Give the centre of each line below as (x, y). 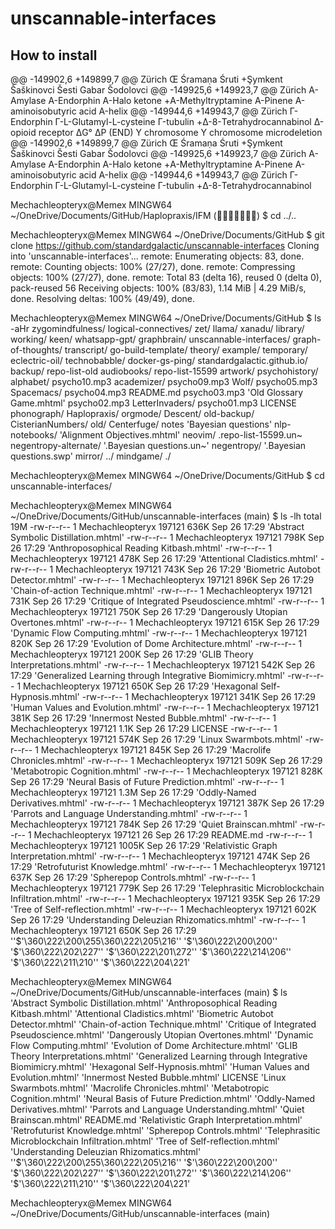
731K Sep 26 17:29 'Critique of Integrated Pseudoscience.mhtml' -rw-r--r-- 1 (167, 601)
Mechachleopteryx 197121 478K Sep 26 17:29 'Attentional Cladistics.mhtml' (164, 558)
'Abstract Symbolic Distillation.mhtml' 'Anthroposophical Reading (144, 1003)
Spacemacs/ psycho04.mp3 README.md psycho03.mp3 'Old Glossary (157, 392)
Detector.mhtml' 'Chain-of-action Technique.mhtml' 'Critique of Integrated (163, 1024)
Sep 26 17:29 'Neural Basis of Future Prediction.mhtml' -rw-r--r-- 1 (147, 781)
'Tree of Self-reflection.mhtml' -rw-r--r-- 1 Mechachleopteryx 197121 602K (163, 909)
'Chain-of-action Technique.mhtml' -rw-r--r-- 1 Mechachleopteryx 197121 (161, 590)
